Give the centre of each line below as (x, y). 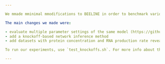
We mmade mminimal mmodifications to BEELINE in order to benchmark (77, 14)
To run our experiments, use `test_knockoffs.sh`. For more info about (80, 50)
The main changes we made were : (38, 23)
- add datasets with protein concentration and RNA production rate (77, 41)
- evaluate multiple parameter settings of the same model (67, 32)
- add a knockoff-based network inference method (57, 36)
